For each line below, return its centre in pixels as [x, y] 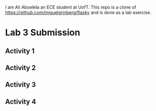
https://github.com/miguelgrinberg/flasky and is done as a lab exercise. [78, 12]
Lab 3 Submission [43, 33]
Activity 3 [21, 85]
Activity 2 [21, 67]
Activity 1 [20, 51]
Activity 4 [21, 102]
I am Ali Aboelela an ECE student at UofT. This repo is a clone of [71, 7]
